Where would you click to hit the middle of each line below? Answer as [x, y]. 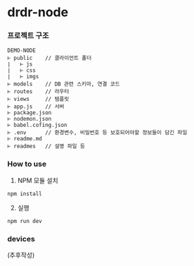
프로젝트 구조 [28, 36]
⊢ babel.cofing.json [38, 125]
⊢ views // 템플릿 [38, 99]
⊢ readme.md [25, 139]
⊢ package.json [30, 113]
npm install [25, 194]
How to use [27, 164]
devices [21, 238]
